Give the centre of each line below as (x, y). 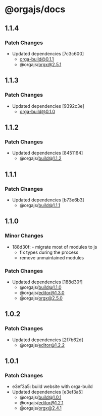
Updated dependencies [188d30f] (47, 282)
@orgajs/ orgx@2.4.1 (40, 408)
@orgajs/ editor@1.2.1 (41, 403)
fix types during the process (49, 252)
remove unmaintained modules (52, 257)
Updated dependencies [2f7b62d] (48, 340)
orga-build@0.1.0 (37, 111)
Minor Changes (24, 236)
